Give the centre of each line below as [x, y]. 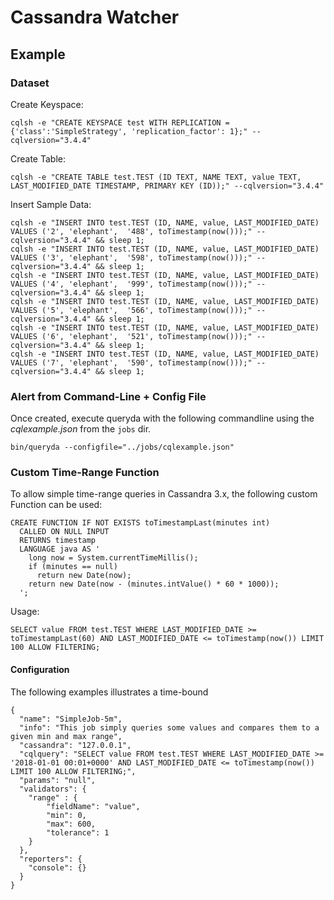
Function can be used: [56, 505]
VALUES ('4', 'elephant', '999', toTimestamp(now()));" [131, 284]
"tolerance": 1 [78, 832]
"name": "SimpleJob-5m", [71, 719]
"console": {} [57, 867]
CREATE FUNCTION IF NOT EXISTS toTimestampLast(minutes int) [140, 523]
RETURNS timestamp [58, 541]
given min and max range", [66, 736]
